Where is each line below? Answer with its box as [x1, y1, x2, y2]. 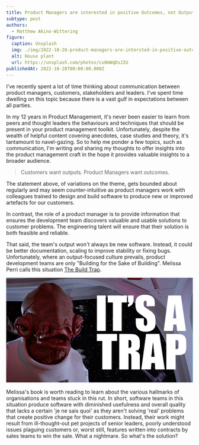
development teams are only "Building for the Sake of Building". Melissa [6, 259, 182, 266]
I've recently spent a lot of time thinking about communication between [6, 83, 180, 90]
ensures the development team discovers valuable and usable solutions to [6, 217, 187, 224]
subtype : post [6, 15, 41, 22]
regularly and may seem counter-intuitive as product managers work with [6, 186, 185, 194]
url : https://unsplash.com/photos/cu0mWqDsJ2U [11, 59, 129, 65]
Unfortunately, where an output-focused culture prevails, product [6, 253, 166, 260]
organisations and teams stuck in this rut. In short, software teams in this [6, 395, 184, 402]
